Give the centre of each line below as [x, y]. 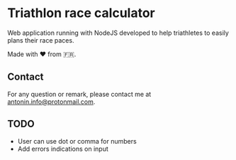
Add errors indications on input [63, 149]
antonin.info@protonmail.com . [51, 102]
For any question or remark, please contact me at [79, 94]
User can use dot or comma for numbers [77, 141]
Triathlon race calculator [82, 13]
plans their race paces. [41, 40]
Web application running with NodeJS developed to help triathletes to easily [118, 33]
